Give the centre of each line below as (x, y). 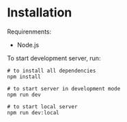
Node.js (28, 45)
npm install (24, 77)
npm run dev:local (33, 112)
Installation (40, 13)
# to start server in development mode (64, 88)
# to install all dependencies (52, 71)
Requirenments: (29, 32)
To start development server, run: (54, 58)
